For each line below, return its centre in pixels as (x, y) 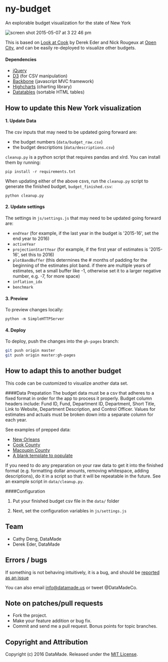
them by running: (23, 162)
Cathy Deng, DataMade (37, 539)
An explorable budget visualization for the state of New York (68, 23)
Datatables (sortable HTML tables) (49, 92)
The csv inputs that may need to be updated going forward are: (71, 132)
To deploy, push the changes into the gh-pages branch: (62, 341)
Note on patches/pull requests (54, 603)
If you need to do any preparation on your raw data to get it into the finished (84, 465)
